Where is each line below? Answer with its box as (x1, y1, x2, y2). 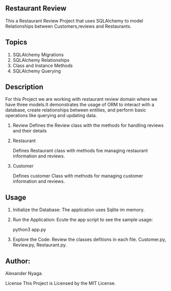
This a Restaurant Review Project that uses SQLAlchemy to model (5, 17, 143, 24)
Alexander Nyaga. (5, 271, 43, 277)
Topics (5, 38, 28, 47)
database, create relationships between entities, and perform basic (5, 107, 146, 113)
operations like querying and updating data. (5, 113, 97, 119)
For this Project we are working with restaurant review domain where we (5, 96, 158, 102)
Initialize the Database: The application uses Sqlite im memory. (12, 207, 145, 213)
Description (5, 83, 43, 92)
